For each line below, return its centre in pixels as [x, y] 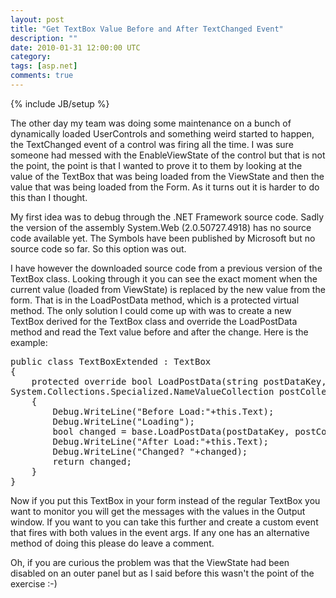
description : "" [44, 38]
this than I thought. [49, 197]
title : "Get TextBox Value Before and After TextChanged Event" [147, 29]
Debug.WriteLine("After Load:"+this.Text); [161, 441]
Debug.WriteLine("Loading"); [124, 421]
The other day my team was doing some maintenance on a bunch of [151, 123]
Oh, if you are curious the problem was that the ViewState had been [150, 562]
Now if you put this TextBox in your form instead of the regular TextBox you [165, 500]
